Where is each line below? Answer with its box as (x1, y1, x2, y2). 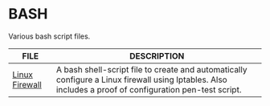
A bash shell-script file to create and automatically (55, 63, 247, 75)
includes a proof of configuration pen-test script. (55, 84, 242, 95)
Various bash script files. (8, 31, 91, 41)
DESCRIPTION (129, 50, 185, 61)
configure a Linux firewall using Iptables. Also (55, 74, 227, 85)
